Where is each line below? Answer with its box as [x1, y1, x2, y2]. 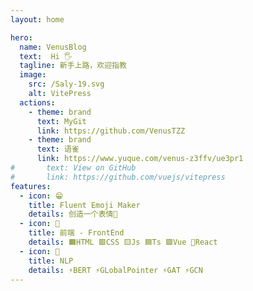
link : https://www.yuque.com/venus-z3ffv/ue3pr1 [36, 154, 244, 164]
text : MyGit [36, 116, 87, 126]
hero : [10, 32, 33, 43]
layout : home [10, 14, 65, 25]
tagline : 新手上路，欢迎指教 [19, 61, 127, 71]
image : [19, 70, 47, 80]
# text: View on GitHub [10, 163, 137, 173]
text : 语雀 [36, 144, 80, 155]
